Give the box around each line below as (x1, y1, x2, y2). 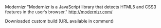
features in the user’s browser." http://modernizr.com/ (5, 9, 113, 15)
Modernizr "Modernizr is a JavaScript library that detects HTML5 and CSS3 (5, 4, 157, 9)
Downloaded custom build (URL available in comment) (5, 19, 114, 24)
